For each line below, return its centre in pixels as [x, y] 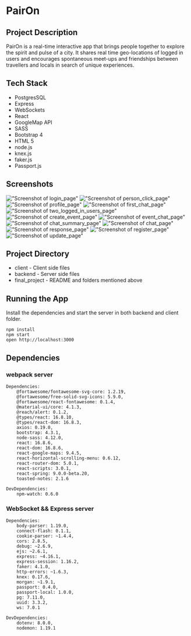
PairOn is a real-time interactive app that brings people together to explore [95, 46]
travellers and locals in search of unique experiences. [70, 65]
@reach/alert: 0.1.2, [43, 412]
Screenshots [30, 184]
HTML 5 [24, 141]
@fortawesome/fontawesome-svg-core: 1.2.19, [71, 392]
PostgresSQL [30, 97]
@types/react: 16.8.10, [45, 417]
